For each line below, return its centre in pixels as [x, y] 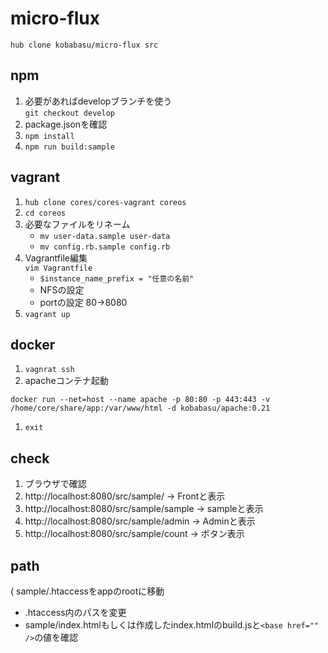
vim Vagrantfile [58, 268]
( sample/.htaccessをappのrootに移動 [87, 591]
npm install [49, 136]
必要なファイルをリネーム [77, 224]
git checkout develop [69, 113]
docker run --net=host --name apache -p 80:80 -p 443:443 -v [140, 400]
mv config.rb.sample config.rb [105, 247]
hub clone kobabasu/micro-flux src [84, 45]
